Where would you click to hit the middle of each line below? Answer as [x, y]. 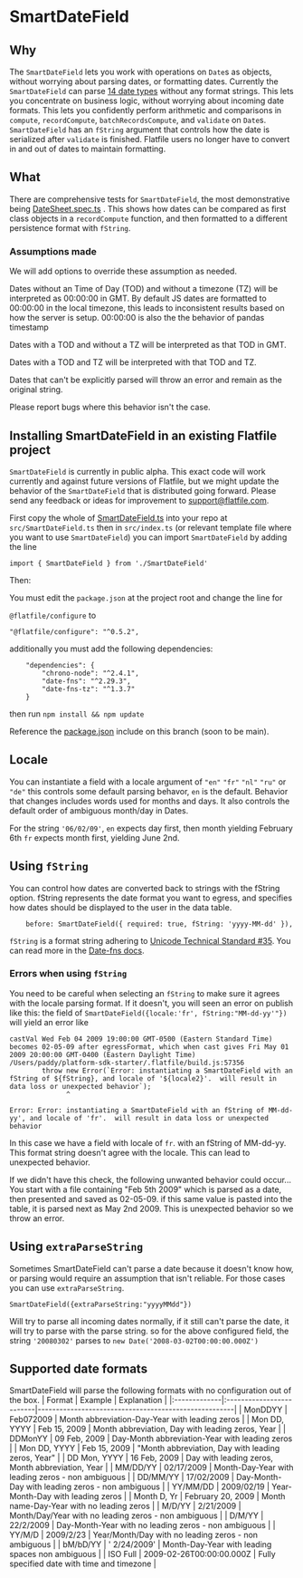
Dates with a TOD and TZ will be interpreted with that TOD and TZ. [133, 362]
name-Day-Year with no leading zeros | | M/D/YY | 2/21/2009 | [125, 1506]
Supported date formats [78, 1369]
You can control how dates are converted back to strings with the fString [145, 888]
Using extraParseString [76, 1247]
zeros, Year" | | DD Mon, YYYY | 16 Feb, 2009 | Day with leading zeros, [142, 1458]
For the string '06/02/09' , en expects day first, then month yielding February [151, 828]
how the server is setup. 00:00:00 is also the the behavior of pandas [137, 318]
